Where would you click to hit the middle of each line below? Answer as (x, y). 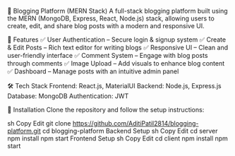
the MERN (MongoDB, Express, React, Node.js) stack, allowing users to (111, 18)
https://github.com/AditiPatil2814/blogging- (135, 123)
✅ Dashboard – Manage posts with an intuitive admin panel (93, 71)
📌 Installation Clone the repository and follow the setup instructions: (106, 110)
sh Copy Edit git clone (39, 123)
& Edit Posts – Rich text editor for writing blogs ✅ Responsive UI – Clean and (117, 47)
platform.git (24, 131)
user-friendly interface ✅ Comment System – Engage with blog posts (108, 55)
